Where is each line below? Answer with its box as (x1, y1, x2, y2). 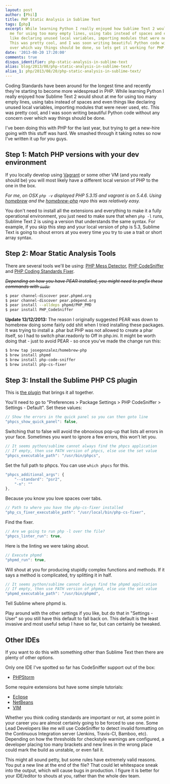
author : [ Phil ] (5, 12, 37, 17)
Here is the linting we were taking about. (5, 542, 90, 549)
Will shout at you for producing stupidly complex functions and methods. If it (5, 566, 165, 572)
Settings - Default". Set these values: (5, 404, 82, 411)
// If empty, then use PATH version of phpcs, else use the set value (5, 449, 157, 454)
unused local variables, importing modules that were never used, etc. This (5, 105, 159, 110)
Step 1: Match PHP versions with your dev (5, 150, 139, 159)
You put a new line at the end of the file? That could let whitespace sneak (5, 762, 158, 768)
